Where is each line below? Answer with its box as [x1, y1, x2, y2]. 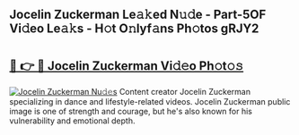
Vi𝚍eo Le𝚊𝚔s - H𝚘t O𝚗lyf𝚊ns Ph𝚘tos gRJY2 [9, 21, 259, 37]
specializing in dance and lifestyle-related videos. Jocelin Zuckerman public [9, 97, 291, 106]
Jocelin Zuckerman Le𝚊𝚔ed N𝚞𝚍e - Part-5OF [9, 7, 267, 22]
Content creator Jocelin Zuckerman [119, 87, 251, 97]
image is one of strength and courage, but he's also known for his [9, 106, 253, 116]
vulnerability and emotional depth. [9, 115, 136, 126]
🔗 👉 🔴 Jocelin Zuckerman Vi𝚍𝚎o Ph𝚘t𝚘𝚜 [9, 58, 244, 73]
